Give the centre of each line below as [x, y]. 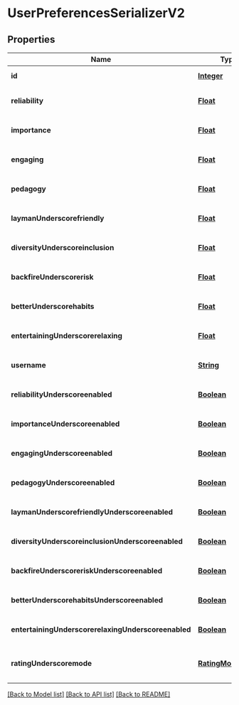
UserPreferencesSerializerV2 [96, 13]
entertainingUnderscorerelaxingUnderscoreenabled [101, 630]
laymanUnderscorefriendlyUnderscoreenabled [92, 512]
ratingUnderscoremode [52, 663]
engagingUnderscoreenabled [62, 453]
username [28, 365]
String [208, 365]
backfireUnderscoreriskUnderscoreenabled [86, 571]
